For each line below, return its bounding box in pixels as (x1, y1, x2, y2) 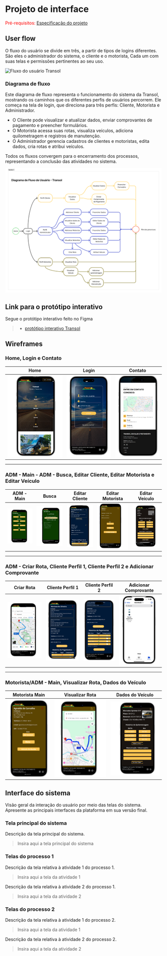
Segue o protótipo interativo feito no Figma (5, 316, 93, 321)
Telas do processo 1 (5, 853, 54, 860)
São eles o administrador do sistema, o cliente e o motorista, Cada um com (5, 53, 159, 59)
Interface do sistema (5, 789, 71, 797)
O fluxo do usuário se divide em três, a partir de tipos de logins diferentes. (5, 47, 158, 53)
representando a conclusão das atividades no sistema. (5, 158, 117, 165)
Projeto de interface (5, 3, 89, 15)
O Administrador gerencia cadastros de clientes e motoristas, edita (12, 138, 150, 144)
